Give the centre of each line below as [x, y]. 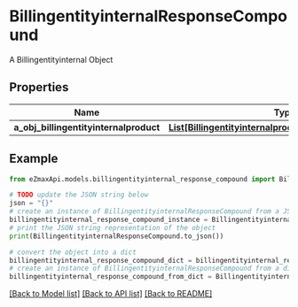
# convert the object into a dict [73, 252]
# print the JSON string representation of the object [113, 227]
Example [34, 159]
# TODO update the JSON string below [79, 195]
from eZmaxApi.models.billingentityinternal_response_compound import [142, 179]
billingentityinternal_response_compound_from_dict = [111, 277]
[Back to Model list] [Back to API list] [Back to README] [111, 294]
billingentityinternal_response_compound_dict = [101, 260]
